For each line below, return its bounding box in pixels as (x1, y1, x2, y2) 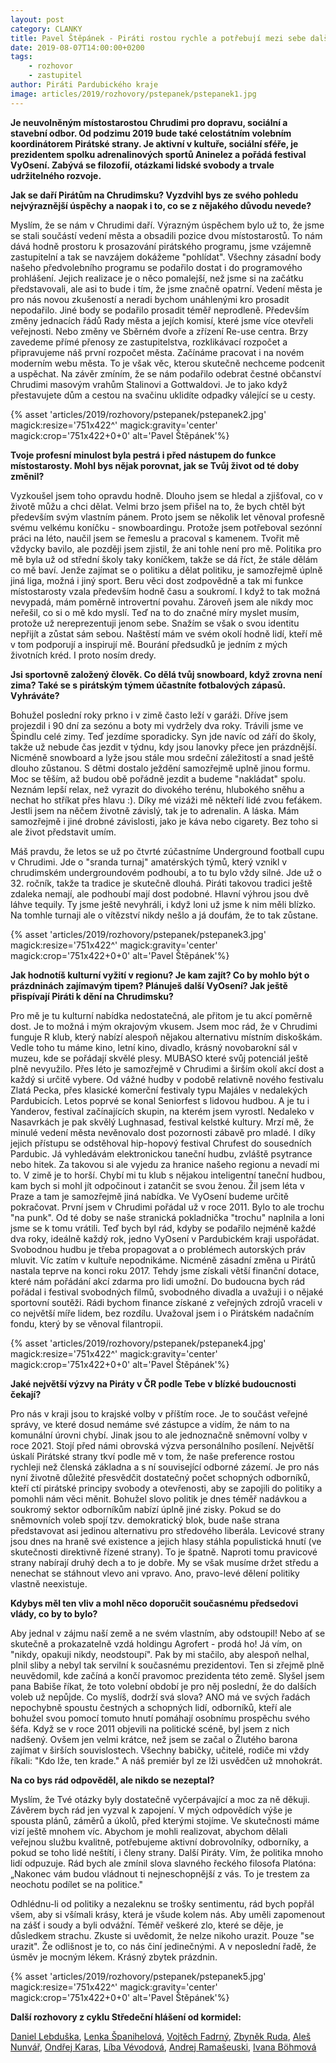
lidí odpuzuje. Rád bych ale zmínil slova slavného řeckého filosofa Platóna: (10, 1857, 317, 1869)
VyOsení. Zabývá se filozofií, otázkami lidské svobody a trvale (10, 159, 275, 171)
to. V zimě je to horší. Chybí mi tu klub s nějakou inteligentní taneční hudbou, (10, 1169, 326, 1181)
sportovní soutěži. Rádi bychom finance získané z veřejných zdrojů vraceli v (10, 1296, 323, 1308)
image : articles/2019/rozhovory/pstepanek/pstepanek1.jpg (10, 89, 257, 99)
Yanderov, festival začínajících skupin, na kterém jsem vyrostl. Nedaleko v (10, 1105, 315, 1117)
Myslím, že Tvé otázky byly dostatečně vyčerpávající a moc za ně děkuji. (10, 1793, 310, 1805)
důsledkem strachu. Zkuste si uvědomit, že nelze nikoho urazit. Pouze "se (10, 1929, 315, 1941)
